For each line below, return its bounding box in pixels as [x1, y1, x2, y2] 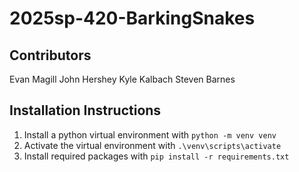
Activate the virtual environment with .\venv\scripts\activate [23, 139, 282, 151]
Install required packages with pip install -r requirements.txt [23, 150, 290, 162]
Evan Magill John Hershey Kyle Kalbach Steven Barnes [9, 73, 236, 85]
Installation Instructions [9, 102, 162, 119]
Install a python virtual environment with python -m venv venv [23, 128, 277, 141]
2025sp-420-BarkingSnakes [9, 7, 256, 30]
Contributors [9, 47, 92, 64]
